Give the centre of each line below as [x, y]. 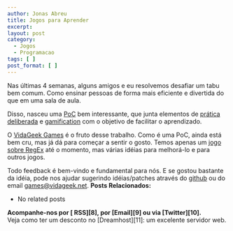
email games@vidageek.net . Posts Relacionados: [79, 185]
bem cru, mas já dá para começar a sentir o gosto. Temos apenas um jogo [114, 142]
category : [22, 40]
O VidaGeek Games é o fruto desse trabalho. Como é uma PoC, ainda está [114, 135]
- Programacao [34, 53]
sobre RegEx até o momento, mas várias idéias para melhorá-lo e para [108, 149]
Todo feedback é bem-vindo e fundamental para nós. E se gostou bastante [115, 170]
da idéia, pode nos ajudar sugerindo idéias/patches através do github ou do [116, 178]
